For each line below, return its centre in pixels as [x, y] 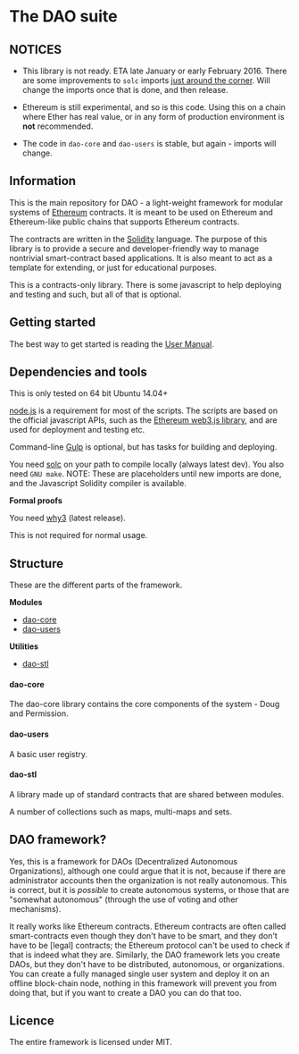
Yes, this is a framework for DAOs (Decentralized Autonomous [124, 861]
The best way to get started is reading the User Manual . [112, 344]
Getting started [53, 322]
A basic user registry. [48, 754]
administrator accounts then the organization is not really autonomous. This [148, 880]
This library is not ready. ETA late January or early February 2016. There [154, 71]
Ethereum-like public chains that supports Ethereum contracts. [125, 222]
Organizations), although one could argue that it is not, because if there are [147, 871]
